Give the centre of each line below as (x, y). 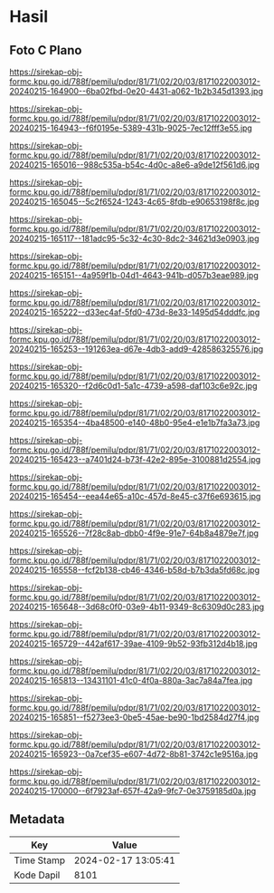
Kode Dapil (37, 875)
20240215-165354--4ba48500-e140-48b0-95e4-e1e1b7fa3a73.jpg (135, 422)
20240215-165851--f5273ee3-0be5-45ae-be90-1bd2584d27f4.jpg (134, 717)
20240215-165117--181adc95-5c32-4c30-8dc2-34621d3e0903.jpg (134, 238)
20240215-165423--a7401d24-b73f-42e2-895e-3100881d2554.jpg (135, 459)
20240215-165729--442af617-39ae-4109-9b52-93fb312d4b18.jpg (133, 644)
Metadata (37, 819)
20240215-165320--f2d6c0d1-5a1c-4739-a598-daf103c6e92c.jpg (133, 386)
